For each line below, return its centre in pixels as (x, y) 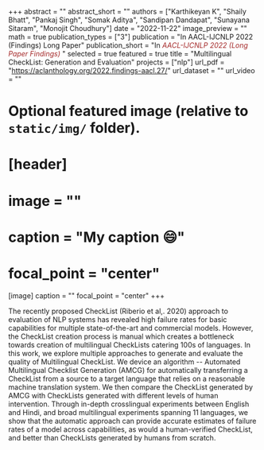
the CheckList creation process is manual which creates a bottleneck (121, 336)
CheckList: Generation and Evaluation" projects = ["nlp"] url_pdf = (116, 62)
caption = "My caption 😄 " (97, 237)
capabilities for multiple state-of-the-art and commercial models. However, (131, 328)
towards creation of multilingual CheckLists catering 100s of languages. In (129, 344)
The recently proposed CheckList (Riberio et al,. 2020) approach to (118, 311)
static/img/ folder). (74, 128)
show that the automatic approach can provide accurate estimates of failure (132, 421)
